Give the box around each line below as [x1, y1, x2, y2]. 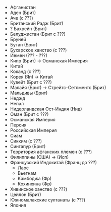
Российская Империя [10, 127, 57, 133]
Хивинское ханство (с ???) [10, 186, 67, 192]
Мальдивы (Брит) [10, 90, 48, 96]
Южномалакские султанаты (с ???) [10, 197, 86, 203]
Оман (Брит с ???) [10, 111, 49, 117]
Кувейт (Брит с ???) [10, 79, 52, 85]
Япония [10, 202, 26, 208]
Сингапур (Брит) [10, 144, 46, 149]
